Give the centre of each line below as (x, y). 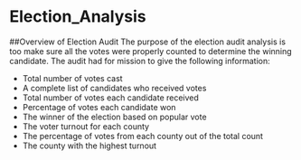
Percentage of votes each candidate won (99, 107)
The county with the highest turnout (89, 146)
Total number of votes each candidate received (110, 98)
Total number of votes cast (73, 78)
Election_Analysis (78, 17)
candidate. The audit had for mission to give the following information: (140, 61)
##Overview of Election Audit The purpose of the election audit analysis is (148, 42)
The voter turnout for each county (86, 126)
